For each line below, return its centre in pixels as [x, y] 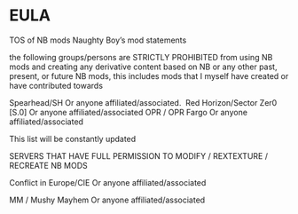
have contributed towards [56, 85]
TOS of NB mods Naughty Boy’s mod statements [98, 40]
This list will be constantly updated [73, 139]
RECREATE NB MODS [49, 165]
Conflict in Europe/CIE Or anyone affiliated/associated [108, 182]
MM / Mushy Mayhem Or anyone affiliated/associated [107, 200]
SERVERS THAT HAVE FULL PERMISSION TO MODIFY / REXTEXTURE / [139, 155]
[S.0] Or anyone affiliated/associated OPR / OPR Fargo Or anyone [129, 112]
